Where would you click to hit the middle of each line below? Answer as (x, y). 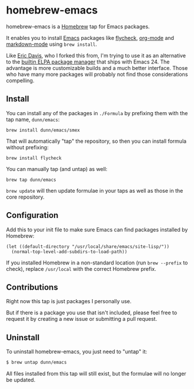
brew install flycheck (34, 158)
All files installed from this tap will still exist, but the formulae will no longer (96, 374)
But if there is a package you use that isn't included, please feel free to (92, 313)
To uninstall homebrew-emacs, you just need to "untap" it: (77, 352)
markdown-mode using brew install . (52, 44)
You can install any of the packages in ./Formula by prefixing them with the (97, 113)
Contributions (32, 287)
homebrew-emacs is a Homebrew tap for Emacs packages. (78, 26)
